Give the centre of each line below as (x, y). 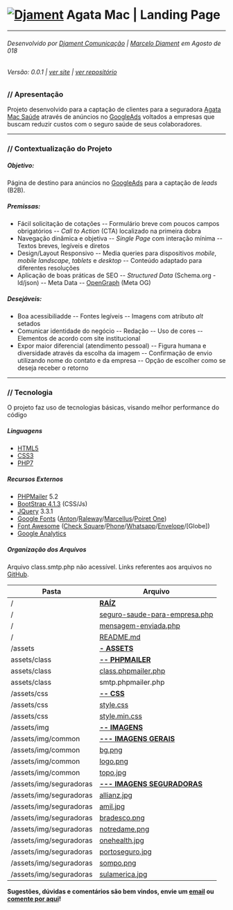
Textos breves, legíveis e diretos (63, 245)
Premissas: (24, 206)
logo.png (114, 761)
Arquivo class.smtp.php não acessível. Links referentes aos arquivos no (110, 567)
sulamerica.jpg (123, 875)
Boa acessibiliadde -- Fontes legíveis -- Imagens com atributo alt (110, 316)
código (17, 415)
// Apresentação (35, 94)
